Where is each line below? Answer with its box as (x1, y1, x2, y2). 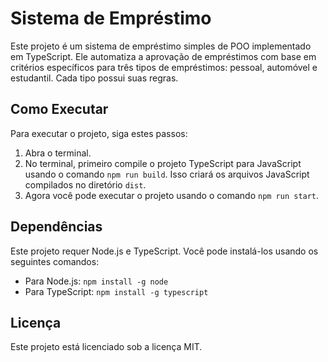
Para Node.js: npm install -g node (24, 275, 169, 287)
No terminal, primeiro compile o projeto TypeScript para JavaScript (24, 157, 302, 169)
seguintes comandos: (10, 255, 100, 267)
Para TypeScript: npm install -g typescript (24, 285, 209, 297)
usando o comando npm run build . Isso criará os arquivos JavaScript (24, 168, 310, 180)
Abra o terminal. (24, 147, 92, 159)
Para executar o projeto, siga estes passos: (10, 127, 188, 139)
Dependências (10, 218, 103, 236)
